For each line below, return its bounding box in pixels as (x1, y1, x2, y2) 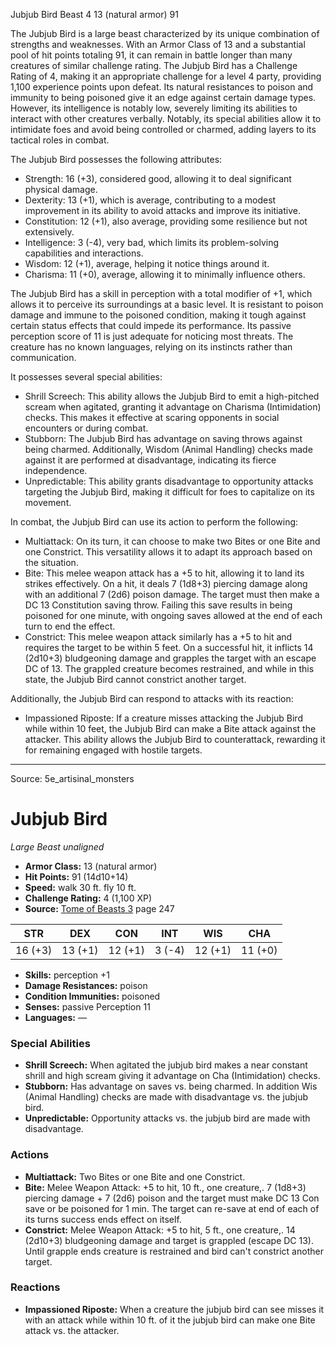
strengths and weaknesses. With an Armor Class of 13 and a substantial (10, 39, 306, 50)
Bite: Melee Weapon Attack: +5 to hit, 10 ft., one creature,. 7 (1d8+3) (24, 1181, 307, 1193)
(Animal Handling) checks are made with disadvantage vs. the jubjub (24, 1091, 309, 1103)
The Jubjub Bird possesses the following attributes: (10, 154, 223, 165)
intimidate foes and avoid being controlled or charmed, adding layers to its (10, 124, 317, 135)
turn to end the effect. (24, 620, 116, 632)
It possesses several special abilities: (10, 371, 163, 383)
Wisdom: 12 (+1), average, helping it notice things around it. (24, 258, 270, 269)
